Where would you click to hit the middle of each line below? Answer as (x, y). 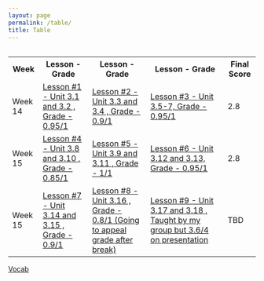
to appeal (109, 230)
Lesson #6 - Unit (182, 148)
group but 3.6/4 (180, 230)
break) (104, 250)
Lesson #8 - (115, 191)
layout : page (29, 15)
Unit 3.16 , (111, 201)
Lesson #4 (62, 139)
